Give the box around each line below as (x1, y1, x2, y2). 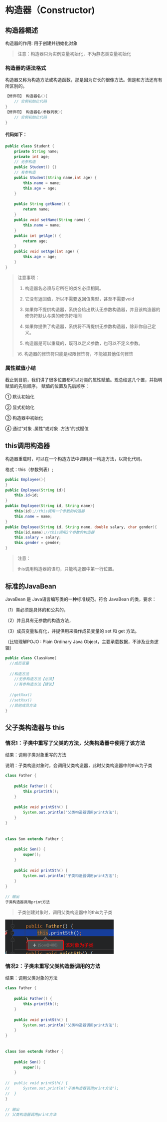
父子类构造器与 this (5, 723, 65, 731)
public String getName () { (14, 201, 70, 206)
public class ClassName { (5, 655, 57, 660)
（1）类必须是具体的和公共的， (5, 606, 68, 612)
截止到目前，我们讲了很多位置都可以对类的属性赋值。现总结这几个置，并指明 (5, 377, 163, 383)
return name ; (23, 207, 50, 212)
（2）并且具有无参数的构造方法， (5, 617, 74, 623)
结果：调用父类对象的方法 (5, 975, 58, 981)
